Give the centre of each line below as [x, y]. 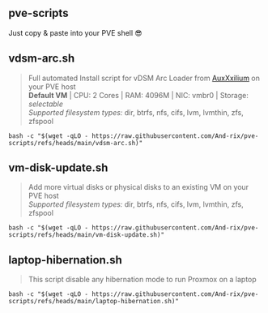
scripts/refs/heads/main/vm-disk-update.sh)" [86, 235]
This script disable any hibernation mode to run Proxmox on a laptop [142, 280]
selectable [45, 104]
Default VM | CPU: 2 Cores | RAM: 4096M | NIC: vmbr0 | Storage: [138, 95]
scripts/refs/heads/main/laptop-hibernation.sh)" [94, 302]
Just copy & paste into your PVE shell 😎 [76, 32]
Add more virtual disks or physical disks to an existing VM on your [138, 187]
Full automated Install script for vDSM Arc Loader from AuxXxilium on [144, 78]
